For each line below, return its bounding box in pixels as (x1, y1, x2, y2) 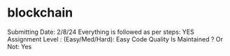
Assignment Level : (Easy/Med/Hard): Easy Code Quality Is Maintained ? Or (7, 35, 224, 43)
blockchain (7, 5, 73, 21)
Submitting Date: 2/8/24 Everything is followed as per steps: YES (7, 28, 194, 36)
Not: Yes (7, 42, 32, 50)
